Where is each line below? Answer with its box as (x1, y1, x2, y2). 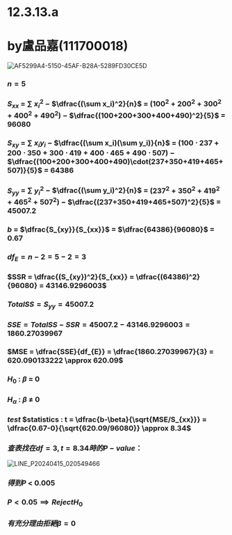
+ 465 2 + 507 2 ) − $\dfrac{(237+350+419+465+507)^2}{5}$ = (7, 195, 222, 207)
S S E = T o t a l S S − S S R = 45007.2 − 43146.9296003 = (7, 319, 190, 329)
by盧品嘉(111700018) (7, 38, 129, 54)
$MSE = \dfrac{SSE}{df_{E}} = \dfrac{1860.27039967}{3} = (7, 347, 214, 357)
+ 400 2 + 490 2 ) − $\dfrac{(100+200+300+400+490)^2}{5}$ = (7, 109, 226, 120)
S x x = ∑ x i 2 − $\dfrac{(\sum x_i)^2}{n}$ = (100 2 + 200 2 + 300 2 (7, 97, 222, 110)
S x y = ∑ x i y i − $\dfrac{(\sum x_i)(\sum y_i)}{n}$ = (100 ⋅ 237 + (7, 138, 219, 150)
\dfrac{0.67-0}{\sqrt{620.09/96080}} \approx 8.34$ (7, 423, 192, 433)
